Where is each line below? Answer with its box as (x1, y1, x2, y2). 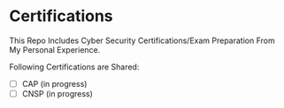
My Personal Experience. (9, 44, 101, 54)
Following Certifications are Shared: (9, 61, 140, 72)
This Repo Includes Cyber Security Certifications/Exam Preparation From (9, 35, 276, 46)
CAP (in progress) (21, 78, 88, 89)
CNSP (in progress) (21, 89, 93, 98)
